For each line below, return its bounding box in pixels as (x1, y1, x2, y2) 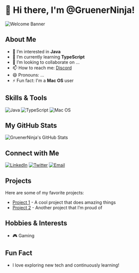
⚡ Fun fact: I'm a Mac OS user (12, 77, 74, 84)
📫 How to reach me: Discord (12, 65, 72, 71)
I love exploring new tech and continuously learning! (12, 262, 120, 268)
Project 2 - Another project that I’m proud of (12, 205, 103, 210)
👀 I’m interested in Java (12, 48, 61, 54)
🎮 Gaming (12, 232, 35, 238)
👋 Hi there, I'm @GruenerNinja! (5, 4, 135, 16)
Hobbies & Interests (5, 219, 68, 228)
